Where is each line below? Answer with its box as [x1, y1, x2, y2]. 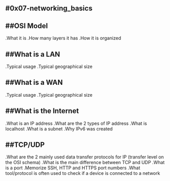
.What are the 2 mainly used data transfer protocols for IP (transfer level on [5, 154, 164, 160]
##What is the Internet [5, 107, 79, 116]
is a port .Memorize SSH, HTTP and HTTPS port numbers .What [5, 165, 140, 171]
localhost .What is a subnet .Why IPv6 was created [5, 125, 113, 132]
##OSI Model [5, 21, 48, 30]
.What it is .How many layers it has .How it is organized [5, 35, 122, 41]
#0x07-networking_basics [5, 4, 92, 13]
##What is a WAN [5, 78, 63, 87]
